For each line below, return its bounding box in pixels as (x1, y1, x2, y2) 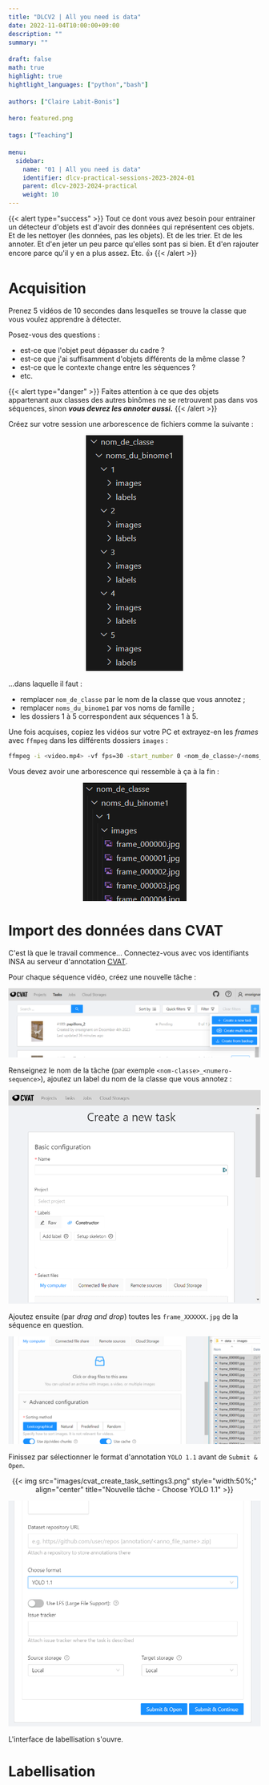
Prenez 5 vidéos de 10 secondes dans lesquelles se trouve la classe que (8, 306, 247, 315)
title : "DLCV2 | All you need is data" (8, 13, 142, 21)
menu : (8, 148, 26, 156)
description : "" (8, 30, 62, 38)
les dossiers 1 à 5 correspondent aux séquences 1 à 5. (19, 711, 199, 721)
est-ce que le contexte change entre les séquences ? (19, 362, 196, 372)
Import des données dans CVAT (8, 922, 224, 939)
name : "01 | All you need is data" (22, 165, 142, 173)
